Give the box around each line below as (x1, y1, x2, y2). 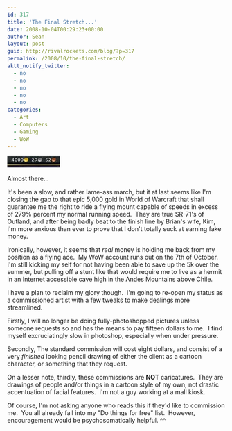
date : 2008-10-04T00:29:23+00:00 (7, 26, 104, 33)
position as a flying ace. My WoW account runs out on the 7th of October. (7, 253, 219, 261)
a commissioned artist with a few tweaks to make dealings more (7, 296, 190, 304)
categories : (7, 106, 42, 114)
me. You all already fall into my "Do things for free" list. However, (7, 408, 195, 416)
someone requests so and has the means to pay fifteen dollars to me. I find (7, 323, 223, 332)
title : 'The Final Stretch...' (7, 18, 98, 26)
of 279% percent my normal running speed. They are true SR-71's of (7, 210, 204, 218)
